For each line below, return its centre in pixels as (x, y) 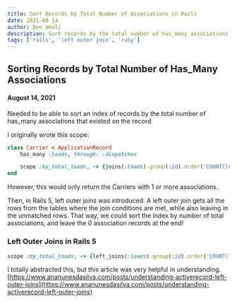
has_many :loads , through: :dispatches (79, 154)
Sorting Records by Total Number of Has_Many (113, 69)
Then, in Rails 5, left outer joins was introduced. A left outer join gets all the (116, 201)
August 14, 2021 (31, 98)
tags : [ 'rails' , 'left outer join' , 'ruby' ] (74, 40)
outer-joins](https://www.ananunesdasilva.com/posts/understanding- (109, 285)
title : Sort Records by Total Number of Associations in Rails (102, 14)
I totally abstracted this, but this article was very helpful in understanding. (114, 270)
